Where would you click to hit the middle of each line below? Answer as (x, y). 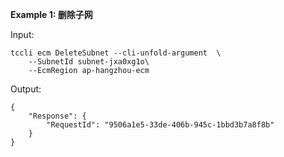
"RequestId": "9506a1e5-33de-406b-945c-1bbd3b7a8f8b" (160, 125)
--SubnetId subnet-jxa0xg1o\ (89, 62)
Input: (22, 34)
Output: (26, 89)
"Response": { (57, 116)
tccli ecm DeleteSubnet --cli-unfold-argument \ (116, 53)
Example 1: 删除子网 (51, 14)
